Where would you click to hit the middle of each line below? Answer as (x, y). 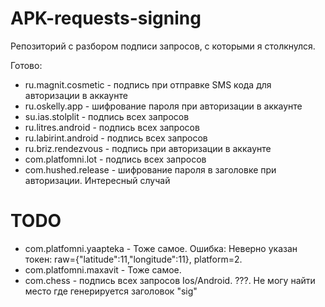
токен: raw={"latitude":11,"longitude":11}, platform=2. (133, 259)
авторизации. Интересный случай (97, 180)
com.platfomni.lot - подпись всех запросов (115, 159)
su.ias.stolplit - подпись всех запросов (107, 116)
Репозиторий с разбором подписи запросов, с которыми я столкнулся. (163, 46)
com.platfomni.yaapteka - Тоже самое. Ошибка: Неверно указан (161, 248)
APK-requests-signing (106, 18)
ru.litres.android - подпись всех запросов (112, 127)
